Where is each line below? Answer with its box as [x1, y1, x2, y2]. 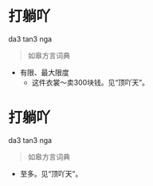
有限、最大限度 [19, 67, 69, 77]
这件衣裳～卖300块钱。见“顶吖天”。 [31, 77, 150, 87]
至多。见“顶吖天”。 [19, 168, 83, 178]
